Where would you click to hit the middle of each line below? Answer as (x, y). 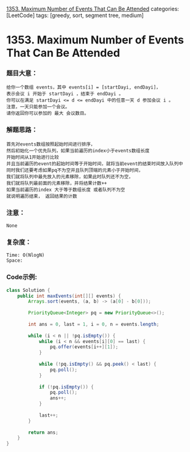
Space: (15, 261)
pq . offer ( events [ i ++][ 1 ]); (84, 347)
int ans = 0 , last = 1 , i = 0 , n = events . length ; (94, 324)
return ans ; (44, 432)
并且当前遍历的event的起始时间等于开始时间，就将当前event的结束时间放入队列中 (95, 164)
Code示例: (22, 277)
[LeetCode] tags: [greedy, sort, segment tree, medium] (75, 15)
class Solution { (28, 290)
